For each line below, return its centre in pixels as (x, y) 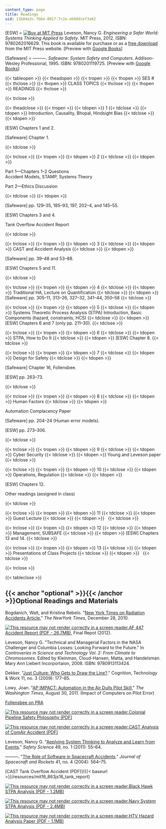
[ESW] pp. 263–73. (24, 377)
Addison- (145, 58)
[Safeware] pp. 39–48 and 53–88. (39, 259)
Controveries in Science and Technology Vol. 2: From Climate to (70, 653)
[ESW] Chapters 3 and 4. (30, 215)
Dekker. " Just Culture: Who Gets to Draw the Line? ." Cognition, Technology (81, 673)
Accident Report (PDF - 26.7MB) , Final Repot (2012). (59, 633)
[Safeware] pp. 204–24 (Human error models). (52, 421)
